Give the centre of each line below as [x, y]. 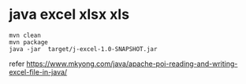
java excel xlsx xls [69, 15]
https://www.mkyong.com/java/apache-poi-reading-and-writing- [132, 64]
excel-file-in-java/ [38, 71]
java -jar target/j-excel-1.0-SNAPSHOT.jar [83, 49]
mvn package [28, 42]
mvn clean [25, 35]
